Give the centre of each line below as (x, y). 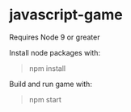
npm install (47, 68)
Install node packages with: (55, 52)
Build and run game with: (51, 84)
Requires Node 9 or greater (55, 37)
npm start (45, 99)
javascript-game (66, 15)
